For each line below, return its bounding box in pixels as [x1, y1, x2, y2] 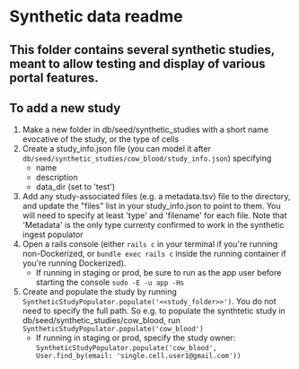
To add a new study [9, 101, 121, 116]
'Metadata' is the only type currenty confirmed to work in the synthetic [22, 220, 285, 231]
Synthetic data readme [9, 6, 183, 27]
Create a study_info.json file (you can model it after [22, 144, 211, 154]
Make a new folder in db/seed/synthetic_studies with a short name [22, 124, 269, 136]
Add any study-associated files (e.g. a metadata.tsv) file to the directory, [22, 191, 291, 202]
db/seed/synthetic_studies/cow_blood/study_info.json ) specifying [22, 153, 272, 163]
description [35, 172, 78, 183]
